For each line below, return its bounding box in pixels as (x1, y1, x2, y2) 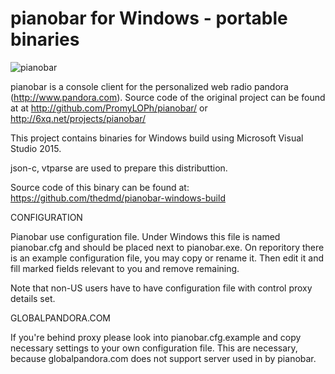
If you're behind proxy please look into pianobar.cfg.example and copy (10, 331, 302, 343)
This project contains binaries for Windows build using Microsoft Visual (10, 132, 304, 144)
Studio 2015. (10, 142, 62, 154)
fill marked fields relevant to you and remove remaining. (10, 262, 240, 274)
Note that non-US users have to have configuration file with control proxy (10, 282, 313, 294)
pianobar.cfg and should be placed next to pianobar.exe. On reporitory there (10, 241, 325, 253)
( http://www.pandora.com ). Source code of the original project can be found (10, 91, 326, 103)
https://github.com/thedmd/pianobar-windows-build (10, 192, 226, 204)
